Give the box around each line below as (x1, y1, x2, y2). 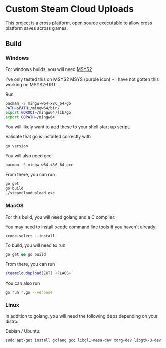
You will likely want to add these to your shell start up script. (5, 124, 130, 130)
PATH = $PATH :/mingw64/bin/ (5, 105, 60, 111)
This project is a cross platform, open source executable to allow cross (5, 20, 152, 26)
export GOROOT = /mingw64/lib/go (5, 110, 71, 115)
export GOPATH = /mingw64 (5, 115, 56, 120)
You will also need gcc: (5, 153, 53, 159)
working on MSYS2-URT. (5, 81, 58, 87)
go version (5, 144, 28, 149)
